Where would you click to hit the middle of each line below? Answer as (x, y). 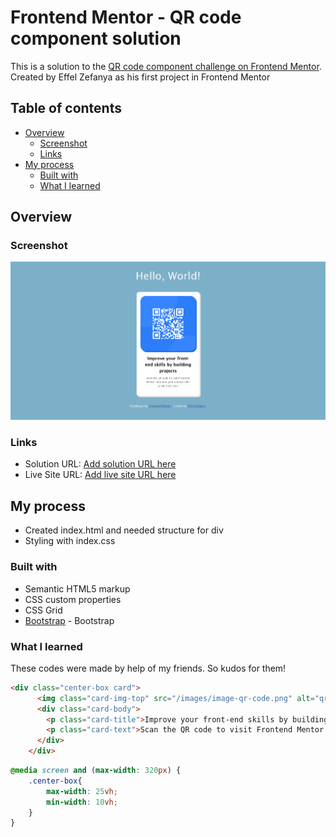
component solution (96, 38)
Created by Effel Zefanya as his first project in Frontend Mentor (140, 77)
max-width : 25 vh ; (82, 791)
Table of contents (66, 108)
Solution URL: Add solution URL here (100, 464)
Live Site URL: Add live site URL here (100, 475)
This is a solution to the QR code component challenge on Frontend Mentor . (166, 66)
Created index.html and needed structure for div (124, 530)
